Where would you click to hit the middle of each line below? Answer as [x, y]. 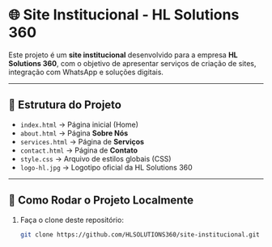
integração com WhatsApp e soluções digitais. [86, 72]
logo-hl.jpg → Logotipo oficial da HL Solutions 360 [106, 167]
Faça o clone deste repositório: [72, 220]
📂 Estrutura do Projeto [65, 105]
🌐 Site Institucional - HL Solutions [124, 15]
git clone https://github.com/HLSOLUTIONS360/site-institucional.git [140, 234]
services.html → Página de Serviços [82, 141]
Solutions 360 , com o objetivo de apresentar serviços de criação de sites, [132, 63]
